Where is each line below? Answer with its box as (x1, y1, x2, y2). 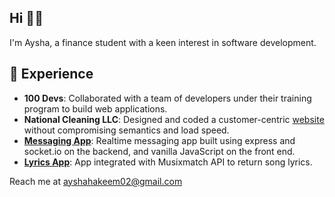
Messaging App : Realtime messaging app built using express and (23, 134, 296, 146)
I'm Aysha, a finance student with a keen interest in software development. (9, 36, 317, 48)
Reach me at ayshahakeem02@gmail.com (9, 175, 183, 187)
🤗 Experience (9, 66, 94, 83)
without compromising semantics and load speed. (23, 124, 230, 136)
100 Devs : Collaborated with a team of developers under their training (23, 92, 312, 104)
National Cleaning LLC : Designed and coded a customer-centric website (23, 113, 325, 125)
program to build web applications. (23, 102, 168, 115)
